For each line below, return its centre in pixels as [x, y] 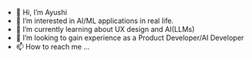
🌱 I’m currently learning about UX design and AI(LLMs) [105, 29]
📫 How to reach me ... [52, 47]
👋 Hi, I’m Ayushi [41, 12]
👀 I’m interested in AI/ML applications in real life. [95, 21]
